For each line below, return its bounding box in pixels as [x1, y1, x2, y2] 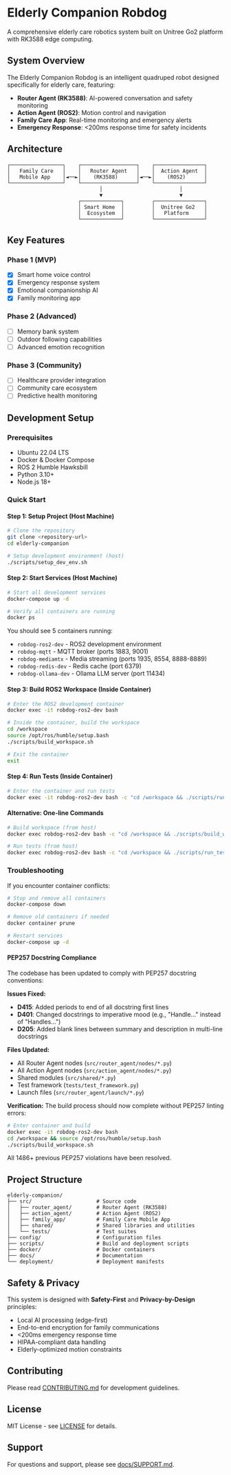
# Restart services [7, 932, 63, 940]
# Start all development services [7, 589, 107, 596]
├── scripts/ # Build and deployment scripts [7, 1240, 189, 1248]
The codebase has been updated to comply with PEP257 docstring [7, 969, 197, 977]
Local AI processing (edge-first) [16, 1316, 108, 1324]
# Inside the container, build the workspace [7, 719, 140, 726]
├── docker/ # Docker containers [7, 1246, 155, 1253]
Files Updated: [7, 1045, 50, 1053]
